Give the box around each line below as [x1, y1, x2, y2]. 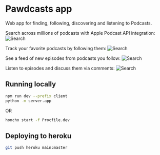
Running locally [5, 80, 56, 88]
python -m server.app [5, 98, 52, 103]
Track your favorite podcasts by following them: [5, 45, 107, 51]
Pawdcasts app [5, 3, 72, 15]
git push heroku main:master [5, 145, 68, 150]
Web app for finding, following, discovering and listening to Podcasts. [5, 20, 152, 26]
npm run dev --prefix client [5, 93, 68, 99]
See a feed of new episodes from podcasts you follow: [5, 55, 121, 61]
